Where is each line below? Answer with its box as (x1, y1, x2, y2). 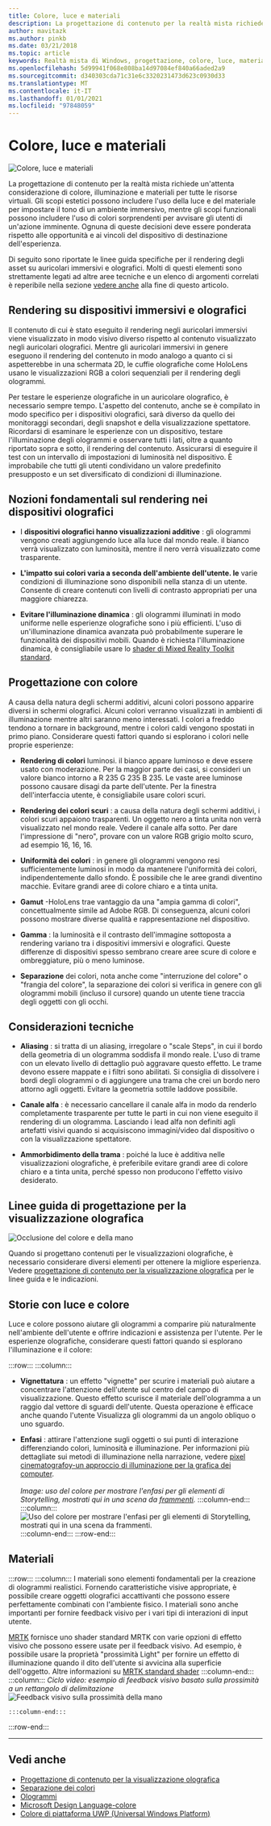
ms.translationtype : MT (8, 79, 89, 87)
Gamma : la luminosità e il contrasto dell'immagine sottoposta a (19, 930, 231, 939)
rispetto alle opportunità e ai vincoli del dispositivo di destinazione (8, 231, 228, 240)
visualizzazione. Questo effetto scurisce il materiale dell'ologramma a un (19, 1393, 261, 1402)
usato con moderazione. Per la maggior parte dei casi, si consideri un (19, 764, 252, 774)
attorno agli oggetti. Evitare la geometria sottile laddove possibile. (19, 1084, 238, 1094)
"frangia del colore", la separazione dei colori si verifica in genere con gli (19, 980, 262, 989)
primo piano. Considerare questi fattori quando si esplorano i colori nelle (8, 731, 249, 741)
